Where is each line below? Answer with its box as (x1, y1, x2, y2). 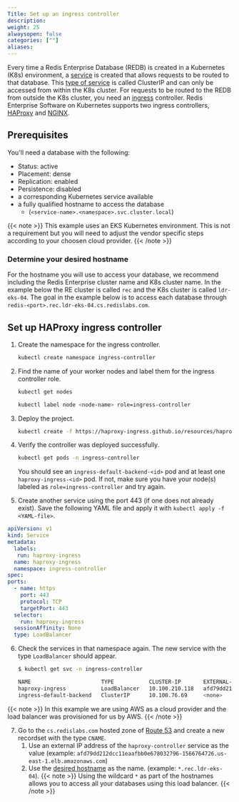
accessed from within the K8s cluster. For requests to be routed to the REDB (7, 86, 232, 94)
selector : (14, 611, 43, 619)
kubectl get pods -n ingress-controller (17, 454, 140, 462)
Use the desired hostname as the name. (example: (28, 764, 177, 772)
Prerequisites (7, 129, 68, 141)
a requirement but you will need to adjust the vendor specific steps (7, 229, 204, 237)
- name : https (14, 585, 56, 592)
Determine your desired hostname (7, 254, 128, 264)
